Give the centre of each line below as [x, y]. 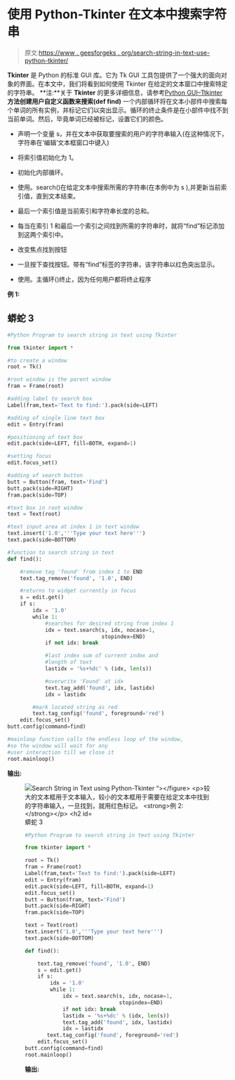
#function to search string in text [61, 552]
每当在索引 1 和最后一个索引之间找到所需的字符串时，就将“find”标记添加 [121, 226]
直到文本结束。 [58, 196]
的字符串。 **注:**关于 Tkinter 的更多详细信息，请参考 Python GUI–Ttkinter [115, 93]
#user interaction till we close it [61, 752]
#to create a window [38, 360]
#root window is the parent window [59, 379]
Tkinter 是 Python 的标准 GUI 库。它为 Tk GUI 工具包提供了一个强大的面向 [114, 75]
